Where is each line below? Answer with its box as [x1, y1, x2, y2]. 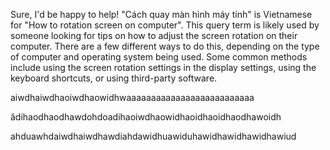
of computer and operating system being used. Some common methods [10, 51, 308, 63]
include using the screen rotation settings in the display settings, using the [10, 62, 317, 73]
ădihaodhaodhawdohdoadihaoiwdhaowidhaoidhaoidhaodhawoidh [10, 111, 282, 123]
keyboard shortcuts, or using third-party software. [10, 72, 218, 84]
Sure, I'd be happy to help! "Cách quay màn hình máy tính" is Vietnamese [10, 9, 313, 20]
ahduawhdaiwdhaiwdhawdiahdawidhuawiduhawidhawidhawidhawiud [10, 130, 297, 142]
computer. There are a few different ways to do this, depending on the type [10, 40, 320, 52]
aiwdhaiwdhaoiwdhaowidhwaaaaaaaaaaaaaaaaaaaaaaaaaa [10, 92, 255, 103]
